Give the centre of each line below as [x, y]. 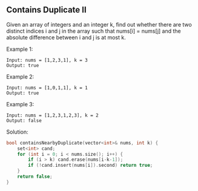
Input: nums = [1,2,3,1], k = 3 [47, 60]
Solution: [17, 132]
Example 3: [20, 104]
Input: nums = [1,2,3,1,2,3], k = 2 [52, 115]
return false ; [35, 177]
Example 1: [20, 49]
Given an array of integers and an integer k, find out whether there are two [99, 24]
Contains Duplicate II [46, 10]
